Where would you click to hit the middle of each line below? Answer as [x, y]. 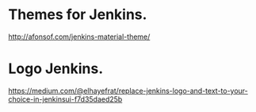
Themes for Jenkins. [78, 15]
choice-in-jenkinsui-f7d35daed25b [65, 99]
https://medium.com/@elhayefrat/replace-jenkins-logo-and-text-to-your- [128, 91]
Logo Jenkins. [56, 69]
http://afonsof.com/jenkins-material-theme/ [79, 37]
